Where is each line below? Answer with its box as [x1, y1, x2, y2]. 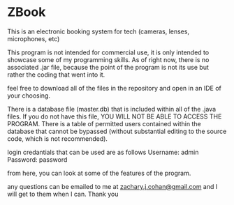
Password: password [7, 155, 68, 164]
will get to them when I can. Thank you [7, 190, 119, 198]
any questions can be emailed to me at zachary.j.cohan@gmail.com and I [7, 182, 218, 190]
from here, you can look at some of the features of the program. [7, 169, 191, 177]
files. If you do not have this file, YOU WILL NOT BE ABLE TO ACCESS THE [7, 112, 222, 121]
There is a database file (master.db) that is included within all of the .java [7, 105, 217, 113]
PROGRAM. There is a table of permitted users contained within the [7, 119, 201, 128]
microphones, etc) [7, 34, 60, 43]
